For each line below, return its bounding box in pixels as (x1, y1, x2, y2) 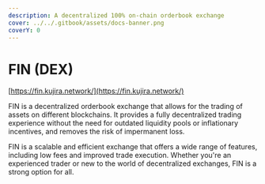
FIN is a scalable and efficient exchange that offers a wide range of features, (8, 142, 258, 152)
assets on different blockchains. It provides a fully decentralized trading (8, 110, 242, 119)
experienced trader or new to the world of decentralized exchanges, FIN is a (8, 159, 257, 168)
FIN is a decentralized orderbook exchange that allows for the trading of (8, 102, 243, 111)
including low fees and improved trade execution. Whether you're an (8, 151, 232, 160)
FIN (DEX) (8, 60, 74, 78)
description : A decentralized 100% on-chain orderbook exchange (8, 11, 225, 20)
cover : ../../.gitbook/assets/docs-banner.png (8, 19, 165, 27)
